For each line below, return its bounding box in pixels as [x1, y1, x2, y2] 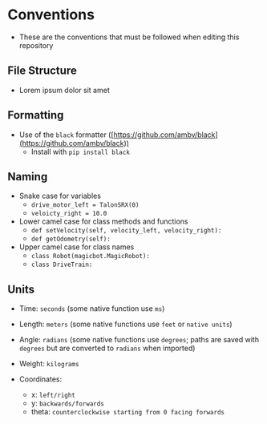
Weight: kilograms [18, 359, 79, 369]
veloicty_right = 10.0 [30, 210, 107, 218]
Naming [7, 170, 48, 184]
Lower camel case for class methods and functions [18, 216, 188, 226]
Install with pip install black [30, 147, 130, 156]
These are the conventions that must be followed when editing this [18, 32, 240, 42]
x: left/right [30, 390, 75, 400]
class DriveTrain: [30, 260, 93, 269]
